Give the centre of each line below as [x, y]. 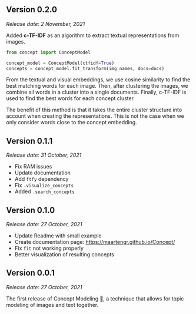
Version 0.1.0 [31, 210]
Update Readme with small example [58, 236]
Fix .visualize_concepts [44, 186]
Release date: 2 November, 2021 [46, 24]
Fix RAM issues [33, 167]
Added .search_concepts [44, 191]
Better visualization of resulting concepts [64, 254]
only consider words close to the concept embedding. [72, 123]
